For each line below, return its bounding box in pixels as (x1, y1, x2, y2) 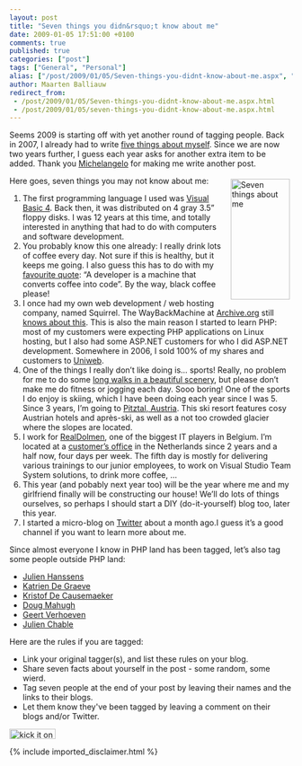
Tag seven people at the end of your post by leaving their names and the (22, 682, 292, 693)
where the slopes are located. (22, 422, 133, 433)
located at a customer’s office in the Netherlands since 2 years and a (22, 441, 278, 452)
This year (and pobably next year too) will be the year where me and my (22, 480, 289, 490)
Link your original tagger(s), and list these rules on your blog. (22, 654, 249, 665)
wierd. (22, 673, 47, 683)
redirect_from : (9, 88, 67, 97)
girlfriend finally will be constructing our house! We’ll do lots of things (22, 489, 280, 499)
